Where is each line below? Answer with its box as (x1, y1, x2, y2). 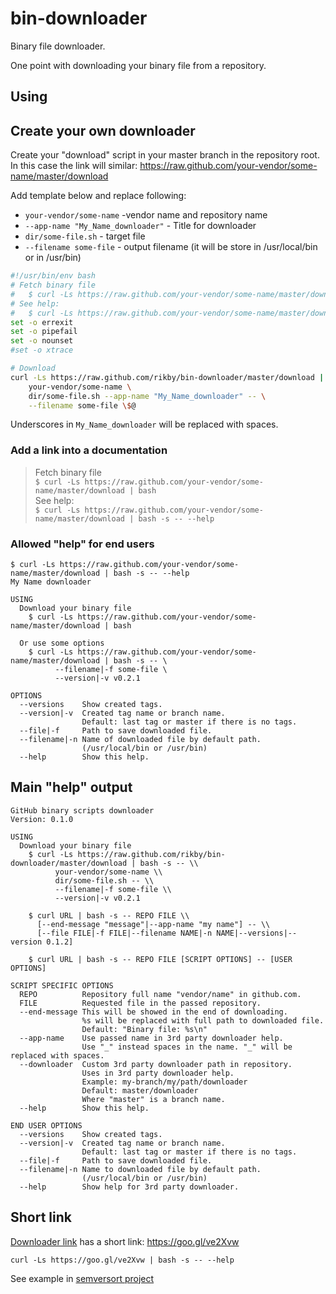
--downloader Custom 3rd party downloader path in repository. (19, 1059, 293, 1069)
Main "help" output (10, 779, 133, 796)
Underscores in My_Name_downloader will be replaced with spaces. (10, 418, 279, 431)
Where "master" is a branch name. (81, 1094, 226, 1104)
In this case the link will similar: (10, 160, 138, 172)
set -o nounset (10, 336, 74, 346)
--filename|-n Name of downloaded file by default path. (19, 734, 262, 744)
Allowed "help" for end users (10, 537, 155, 551)
